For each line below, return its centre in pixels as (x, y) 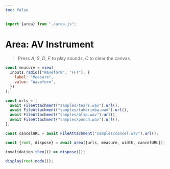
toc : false (17, 10)
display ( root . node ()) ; (29, 161)
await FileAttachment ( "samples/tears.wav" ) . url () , (65, 105)
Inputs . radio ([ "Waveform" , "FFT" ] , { (50, 73)
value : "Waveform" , (35, 82)
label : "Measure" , (34, 77)
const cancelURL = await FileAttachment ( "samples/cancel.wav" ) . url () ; (82, 133)
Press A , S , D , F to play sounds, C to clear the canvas (74, 59)
